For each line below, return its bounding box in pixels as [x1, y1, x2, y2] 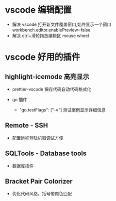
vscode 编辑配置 [5, 4, 72, 16]
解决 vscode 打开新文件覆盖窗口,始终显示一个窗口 [12, 21, 112, 27]
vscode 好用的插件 [5, 52, 81, 63]
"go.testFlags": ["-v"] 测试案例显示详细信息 [19, 107, 106, 112]
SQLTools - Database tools [5, 149, 87, 158]
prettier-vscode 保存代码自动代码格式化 [12, 86, 91, 92]
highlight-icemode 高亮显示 [5, 73, 90, 81]
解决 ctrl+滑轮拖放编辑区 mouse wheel [12, 33, 89, 38]
